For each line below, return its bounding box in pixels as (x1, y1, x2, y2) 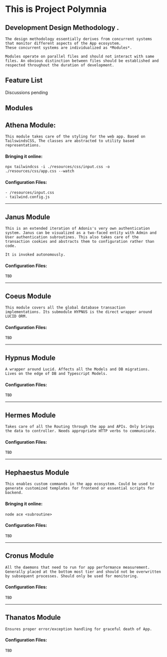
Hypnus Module (5, 353, 56, 362)
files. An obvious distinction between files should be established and (5, 58, 159, 63)
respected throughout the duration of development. (5, 63, 114, 68)
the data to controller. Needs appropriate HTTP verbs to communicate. (5, 429, 157, 434)
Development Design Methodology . (5, 23, 119, 32)
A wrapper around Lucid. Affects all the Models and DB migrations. (5, 367, 150, 372)
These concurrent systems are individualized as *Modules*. (5, 45, 133, 50)
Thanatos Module (5, 613, 61, 622)
